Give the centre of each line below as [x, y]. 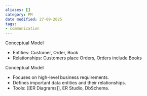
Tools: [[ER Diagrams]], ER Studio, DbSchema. [61, 88]
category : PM [19, 15]
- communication [22, 29]
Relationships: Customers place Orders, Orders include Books [77, 58]
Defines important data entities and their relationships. [69, 83]
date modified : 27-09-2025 [34, 19]
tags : [11, 24]
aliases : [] [18, 10]
